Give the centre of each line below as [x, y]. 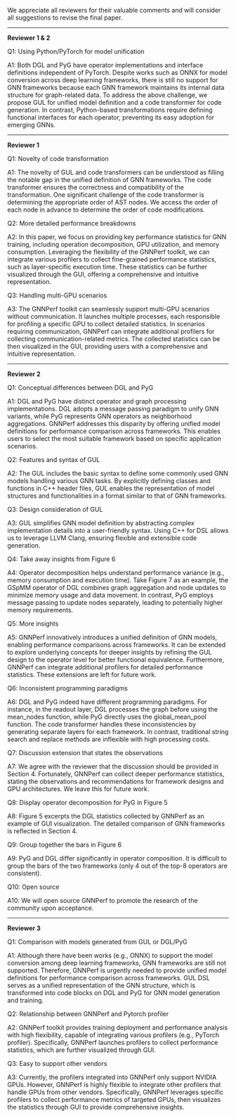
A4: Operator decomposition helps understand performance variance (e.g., [116, 573]
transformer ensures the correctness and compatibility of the [96, 187]
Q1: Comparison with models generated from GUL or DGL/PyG [97, 942]
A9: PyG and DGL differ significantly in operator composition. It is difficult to [117, 858]
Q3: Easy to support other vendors [57, 1064]
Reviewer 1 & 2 [29, 38]
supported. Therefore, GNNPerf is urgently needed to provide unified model [117, 970]
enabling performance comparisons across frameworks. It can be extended [117, 645]
